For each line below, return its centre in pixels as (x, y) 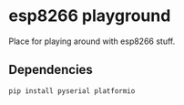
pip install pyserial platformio (72, 91)
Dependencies (51, 70)
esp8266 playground (90, 16)
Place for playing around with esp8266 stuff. (92, 41)
